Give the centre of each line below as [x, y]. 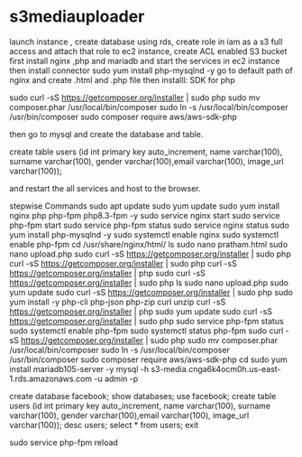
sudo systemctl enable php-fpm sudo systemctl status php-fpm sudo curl [146, 331]
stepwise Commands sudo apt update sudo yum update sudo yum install [145, 206]
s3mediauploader [77, 17]
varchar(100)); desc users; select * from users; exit [104, 424]
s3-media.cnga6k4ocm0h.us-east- [216, 368]
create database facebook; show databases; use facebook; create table [143, 396]
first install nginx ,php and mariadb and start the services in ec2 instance [145, 61]
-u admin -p [116, 378]
